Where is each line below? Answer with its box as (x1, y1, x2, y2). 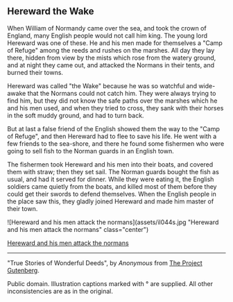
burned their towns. (7, 68, 64, 76)
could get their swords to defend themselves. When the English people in (7, 190, 216, 198)
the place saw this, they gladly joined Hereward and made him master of (7, 197, 214, 205)
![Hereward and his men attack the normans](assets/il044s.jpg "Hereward (7, 218, 219, 226)
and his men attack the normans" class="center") (7, 225, 149, 233)
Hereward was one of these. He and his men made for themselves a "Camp (7, 38, 223, 47)
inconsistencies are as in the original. (7, 287, 113, 295)
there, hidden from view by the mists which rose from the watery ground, (7, 53, 216, 62)
